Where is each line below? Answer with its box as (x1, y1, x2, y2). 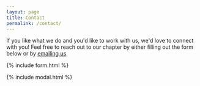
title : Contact (6, 15, 45, 21)
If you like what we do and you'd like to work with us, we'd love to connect (6, 37, 194, 45)
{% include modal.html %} (6, 74, 73, 81)
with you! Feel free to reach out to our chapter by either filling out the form (6, 43, 194, 51)
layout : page (6, 9, 40, 15)
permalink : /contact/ (6, 20, 62, 26)
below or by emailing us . (6, 50, 69, 57)
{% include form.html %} (6, 62, 69, 69)
